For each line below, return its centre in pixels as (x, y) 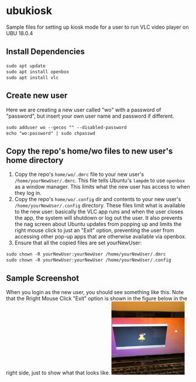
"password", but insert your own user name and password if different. (90, 116)
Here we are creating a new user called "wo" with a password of (84, 110)
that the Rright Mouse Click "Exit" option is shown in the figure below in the (97, 299)
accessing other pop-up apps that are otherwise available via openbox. (100, 237)
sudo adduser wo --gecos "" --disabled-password (66, 127)
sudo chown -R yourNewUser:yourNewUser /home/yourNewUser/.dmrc (86, 254)
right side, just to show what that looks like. (58, 373)
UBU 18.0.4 (20, 33)
